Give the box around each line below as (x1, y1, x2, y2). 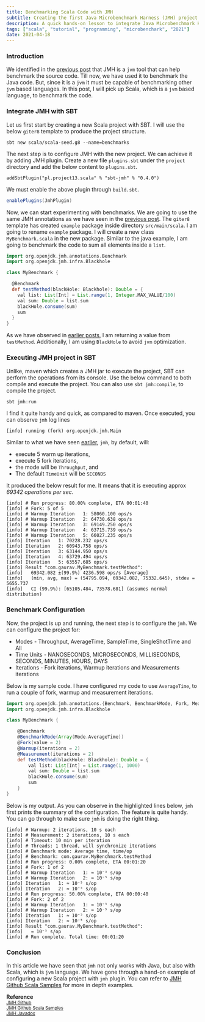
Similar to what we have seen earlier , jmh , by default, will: (6, 439, 149, 446)
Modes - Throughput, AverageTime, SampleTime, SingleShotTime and (15, 638, 191, 645)
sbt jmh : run (6, 398, 37, 405)
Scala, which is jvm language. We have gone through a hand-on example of (6, 968, 196, 976)
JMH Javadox (6, 1010, 35, 1016)
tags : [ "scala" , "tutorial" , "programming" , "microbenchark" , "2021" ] (6, 26, 190, 32)
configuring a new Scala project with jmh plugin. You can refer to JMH (6, 975, 182, 982)
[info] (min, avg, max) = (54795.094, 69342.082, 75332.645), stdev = (6, 575, 195, 581)
